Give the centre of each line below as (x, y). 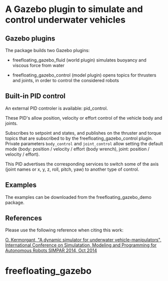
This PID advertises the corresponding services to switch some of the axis (82, 164)
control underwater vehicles (65, 20)
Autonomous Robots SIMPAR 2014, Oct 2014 (51, 250)
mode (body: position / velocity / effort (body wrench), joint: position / (77, 149)
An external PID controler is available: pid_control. (57, 108)
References (24, 218)
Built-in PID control (35, 96)
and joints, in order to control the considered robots (66, 80)
